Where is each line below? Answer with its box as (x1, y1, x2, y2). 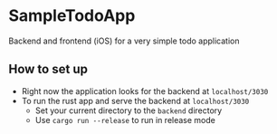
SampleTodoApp (8, 5, 136, 26)
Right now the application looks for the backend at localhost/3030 (21, 85, 269, 96)
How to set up (8, 62, 88, 77)
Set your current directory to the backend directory (34, 105, 223, 116)
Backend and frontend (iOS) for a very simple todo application (8, 35, 240, 46)
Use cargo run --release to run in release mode (34, 114, 216, 125)
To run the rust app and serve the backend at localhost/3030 (21, 95, 250, 106)
